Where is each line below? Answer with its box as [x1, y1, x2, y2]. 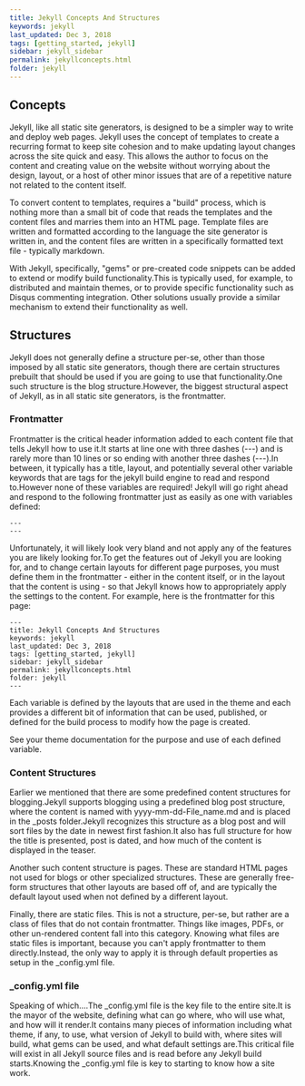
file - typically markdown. [9, 245, 105, 256]
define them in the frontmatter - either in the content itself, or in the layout [9, 571, 286, 582]
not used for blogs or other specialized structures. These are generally [9, 872, 274, 883]
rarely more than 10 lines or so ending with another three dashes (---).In [9, 453, 279, 464]
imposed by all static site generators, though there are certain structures [9, 361, 280, 372]
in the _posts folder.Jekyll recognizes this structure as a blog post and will [9, 816, 286, 827]
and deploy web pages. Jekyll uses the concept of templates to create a [9, 131, 280, 142]
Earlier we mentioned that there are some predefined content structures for [9, 787, 291, 798]
